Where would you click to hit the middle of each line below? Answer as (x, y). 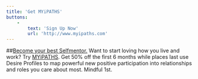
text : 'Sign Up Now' (53, 28)
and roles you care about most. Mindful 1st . (59, 69)
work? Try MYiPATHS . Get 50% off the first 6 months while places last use (98, 57)
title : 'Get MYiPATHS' (34, 12)
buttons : (17, 17)
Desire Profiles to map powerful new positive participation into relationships (99, 64)
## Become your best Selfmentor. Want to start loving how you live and (93, 50)
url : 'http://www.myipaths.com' (68, 34)
